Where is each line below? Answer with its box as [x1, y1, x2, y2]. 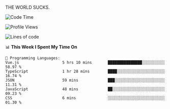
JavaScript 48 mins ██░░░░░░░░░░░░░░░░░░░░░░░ [5, 87, 165, 92]
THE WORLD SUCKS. [5, 5, 50, 10]
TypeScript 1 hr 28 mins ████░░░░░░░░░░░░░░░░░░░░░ [5, 69, 165, 74]
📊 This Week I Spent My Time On [5, 44, 77, 50]
